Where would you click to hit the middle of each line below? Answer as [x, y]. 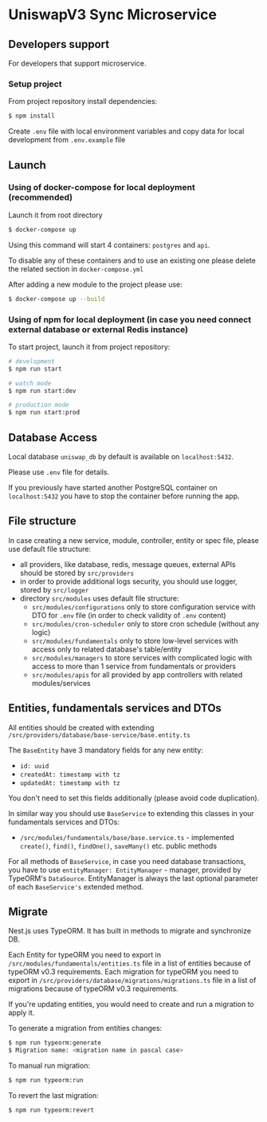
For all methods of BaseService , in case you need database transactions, [127, 861]
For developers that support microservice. [77, 63]
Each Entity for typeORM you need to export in [85, 955]
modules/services [61, 683]
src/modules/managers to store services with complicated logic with [142, 657]
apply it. [22, 1013]
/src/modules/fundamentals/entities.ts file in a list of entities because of [130, 963]
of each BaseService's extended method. [76, 886]
